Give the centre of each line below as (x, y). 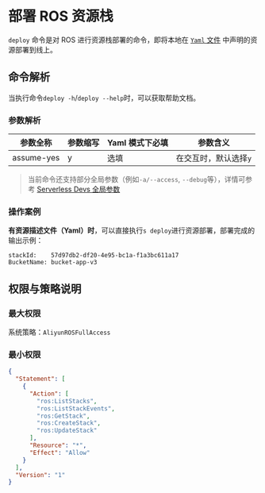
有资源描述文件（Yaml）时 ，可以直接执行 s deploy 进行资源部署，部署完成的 (132, 230)
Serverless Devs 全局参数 (79, 189)
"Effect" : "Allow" (60, 453)
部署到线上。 (36, 49)
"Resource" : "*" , (58, 445)
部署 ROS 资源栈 (61, 16)
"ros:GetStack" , (63, 416)
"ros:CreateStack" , (69, 423)
